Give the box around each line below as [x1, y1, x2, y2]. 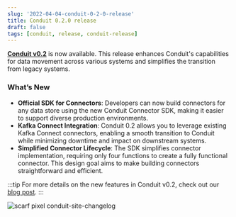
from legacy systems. [7, 65, 71, 73]
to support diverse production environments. [17, 113, 149, 122]
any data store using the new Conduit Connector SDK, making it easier [17, 106, 224, 114]
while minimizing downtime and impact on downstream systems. [17, 136, 207, 145]
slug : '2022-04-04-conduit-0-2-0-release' [7, 10, 135, 18]
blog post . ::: [7, 187, 44, 196]
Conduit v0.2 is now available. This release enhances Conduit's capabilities [7, 50, 229, 58]
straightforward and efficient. [17, 166, 103, 174]
